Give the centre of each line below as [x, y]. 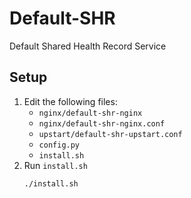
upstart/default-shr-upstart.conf [110, 134]
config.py [59, 145]
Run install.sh [55, 165]
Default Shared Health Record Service [88, 46]
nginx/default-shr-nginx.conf [102, 123]
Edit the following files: [70, 101]
